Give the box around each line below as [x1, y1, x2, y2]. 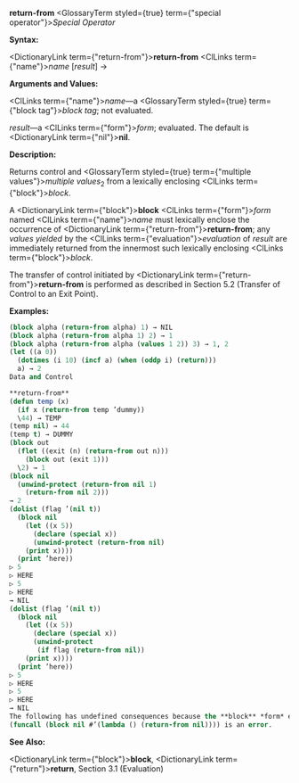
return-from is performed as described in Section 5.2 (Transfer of [38, 278, 280, 289]
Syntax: [9, 35, 39, 45]
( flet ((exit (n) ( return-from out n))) [17, 447, 169, 456]
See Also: [9, 736, 46, 747]
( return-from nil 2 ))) [25, 488, 109, 498]
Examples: [9, 305, 49, 316]
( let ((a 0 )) [9, 348, 58, 357]
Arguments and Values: [9, 78, 99, 88]
